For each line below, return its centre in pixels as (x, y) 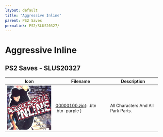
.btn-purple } (69, 111)
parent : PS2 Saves (24, 20)
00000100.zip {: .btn (76, 106)
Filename (81, 81)
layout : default (21, 10)
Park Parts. (121, 111)
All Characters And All (132, 106)
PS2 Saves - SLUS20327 (43, 68)
